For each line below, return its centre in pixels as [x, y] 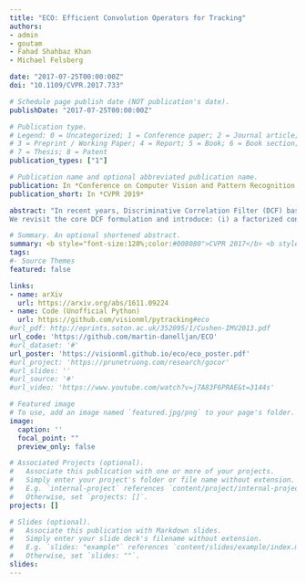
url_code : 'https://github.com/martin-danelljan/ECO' [114, 337]
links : [22, 286]
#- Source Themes [42, 261]
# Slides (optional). [51, 522]
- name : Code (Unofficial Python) [75, 311]
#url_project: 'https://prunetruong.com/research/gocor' [120, 362]
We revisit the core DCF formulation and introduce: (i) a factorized [146, 219]
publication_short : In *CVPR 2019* [77, 194]
